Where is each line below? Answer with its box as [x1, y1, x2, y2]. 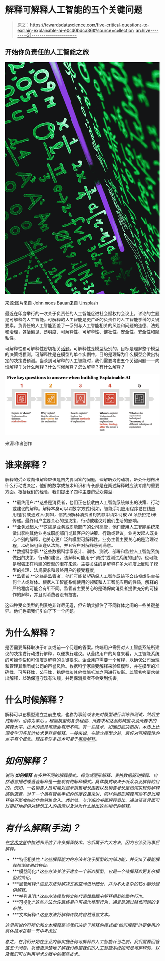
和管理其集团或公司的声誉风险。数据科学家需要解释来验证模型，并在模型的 [5, 663, 155, 669]
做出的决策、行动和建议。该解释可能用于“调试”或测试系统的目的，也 [12, 555, 149, 561]
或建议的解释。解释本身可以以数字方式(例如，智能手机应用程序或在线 [12, 506, 151, 512]
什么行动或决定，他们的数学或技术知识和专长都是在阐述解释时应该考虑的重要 [5, 483, 160, 489]
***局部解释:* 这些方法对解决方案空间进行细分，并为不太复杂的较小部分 [12, 881, 155, 887]
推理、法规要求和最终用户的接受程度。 [21, 567, 98, 573]
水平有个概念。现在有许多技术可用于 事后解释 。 [5, 737, 99, 742]
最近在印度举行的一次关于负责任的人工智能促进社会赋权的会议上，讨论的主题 [5, 311, 160, 317]
